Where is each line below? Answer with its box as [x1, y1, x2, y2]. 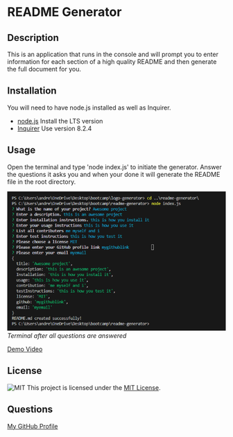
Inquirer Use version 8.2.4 [17, 124, 92, 132]
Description [7, 32, 59, 44]
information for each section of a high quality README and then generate [7, 58, 217, 66]
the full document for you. [7, 65, 82, 73]
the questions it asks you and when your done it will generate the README [7, 170, 221, 178]
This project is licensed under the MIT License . [26, 383, 161, 392]
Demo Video [7, 345, 43, 354]
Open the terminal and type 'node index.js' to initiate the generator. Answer [7, 162, 222, 171]
